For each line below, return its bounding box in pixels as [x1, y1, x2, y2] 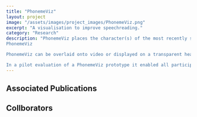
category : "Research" [6, 30, 59, 36]
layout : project [6, 14, 46, 20]
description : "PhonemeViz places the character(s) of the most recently [6, 36, 188, 41]
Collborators [6, 103, 53, 114]
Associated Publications [6, 84, 97, 94]
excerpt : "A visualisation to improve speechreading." [6, 24, 143, 31]
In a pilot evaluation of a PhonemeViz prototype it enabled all [6, 62, 169, 68]
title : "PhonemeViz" [6, 8, 57, 15]
